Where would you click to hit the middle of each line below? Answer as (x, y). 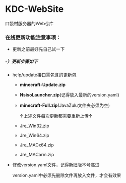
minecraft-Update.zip (43, 85)
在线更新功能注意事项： (33, 37)
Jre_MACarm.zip (37, 155)
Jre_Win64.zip (34, 136)
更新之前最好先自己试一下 (38, 49)
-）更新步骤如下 (22, 61)
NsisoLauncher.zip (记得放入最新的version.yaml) (69, 95)
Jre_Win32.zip (34, 126)
